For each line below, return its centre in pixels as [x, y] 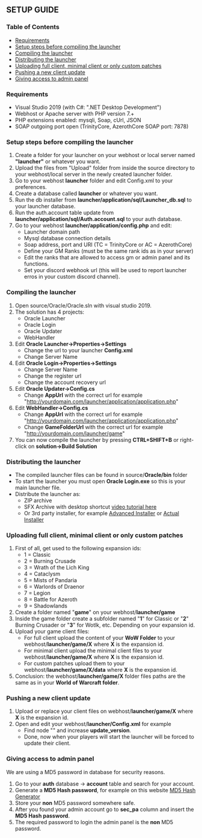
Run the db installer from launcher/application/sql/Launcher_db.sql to [103, 200]
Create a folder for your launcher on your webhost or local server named [105, 155]
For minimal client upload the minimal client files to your [93, 651]
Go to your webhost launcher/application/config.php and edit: [93, 226]
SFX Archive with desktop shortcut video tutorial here [90, 507]
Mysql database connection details [67, 238]
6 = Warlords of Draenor [54, 587]
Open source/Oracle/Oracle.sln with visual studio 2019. [83, 305]
